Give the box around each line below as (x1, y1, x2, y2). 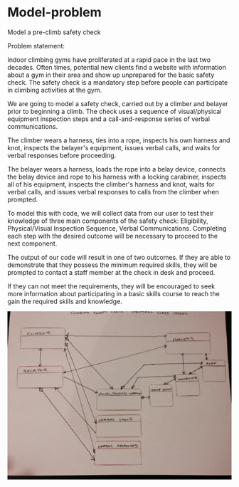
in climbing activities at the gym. (7, 85, 102, 94)
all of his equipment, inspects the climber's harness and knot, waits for (7, 179, 215, 189)
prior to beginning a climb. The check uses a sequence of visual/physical (7, 107, 222, 115)
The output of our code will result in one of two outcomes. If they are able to (7, 253, 231, 261)
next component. (7, 239, 58, 248)
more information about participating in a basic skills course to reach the (7, 289, 221, 298)
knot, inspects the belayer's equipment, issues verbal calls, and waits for (7, 143, 221, 152)
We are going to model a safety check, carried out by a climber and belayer (7, 99, 229, 108)
